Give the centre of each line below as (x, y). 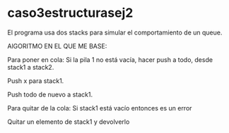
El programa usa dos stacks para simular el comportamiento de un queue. (115, 32)
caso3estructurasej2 (70, 13)
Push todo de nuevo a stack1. (50, 94)
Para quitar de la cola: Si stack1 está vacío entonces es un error (100, 108)
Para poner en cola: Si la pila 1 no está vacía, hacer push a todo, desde (110, 59)
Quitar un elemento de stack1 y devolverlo (69, 122)
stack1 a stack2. (31, 67)
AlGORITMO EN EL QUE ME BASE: (57, 46)
